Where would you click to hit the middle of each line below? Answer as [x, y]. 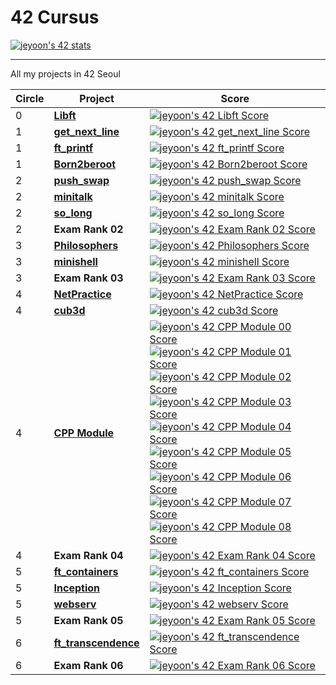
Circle [30, 98]
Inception [77, 588]
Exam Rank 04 [88, 555]
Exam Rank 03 [88, 278]
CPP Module [84, 433]
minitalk [73, 196]
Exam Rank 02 [88, 229]
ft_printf [73, 148]
